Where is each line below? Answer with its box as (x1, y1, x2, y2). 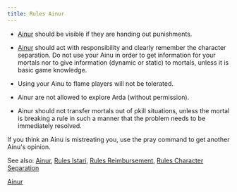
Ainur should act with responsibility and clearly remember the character (17, 43, 226, 51)
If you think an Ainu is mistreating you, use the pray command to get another (7, 135, 230, 143)
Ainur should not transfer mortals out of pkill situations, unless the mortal (17, 106, 230, 115)
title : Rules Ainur (7, 10, 65, 18)
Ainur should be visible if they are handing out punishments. (17, 30, 193, 38)
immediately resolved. (17, 121, 83, 130)
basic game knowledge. (17, 65, 87, 74)
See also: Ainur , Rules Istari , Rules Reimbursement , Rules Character (7, 156, 204, 165)
